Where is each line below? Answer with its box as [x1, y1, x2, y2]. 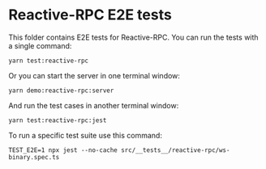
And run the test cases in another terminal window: [8, 100, 179, 110]
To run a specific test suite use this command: [8, 130, 162, 140]
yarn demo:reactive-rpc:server [8, 87, 114, 95]
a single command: [8, 40, 72, 50]
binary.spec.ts [8, 153, 60, 161]
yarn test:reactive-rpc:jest [8, 116, 107, 125]
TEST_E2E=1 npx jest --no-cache [8, 146, 118, 154]
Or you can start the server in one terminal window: [8, 70, 181, 80]
